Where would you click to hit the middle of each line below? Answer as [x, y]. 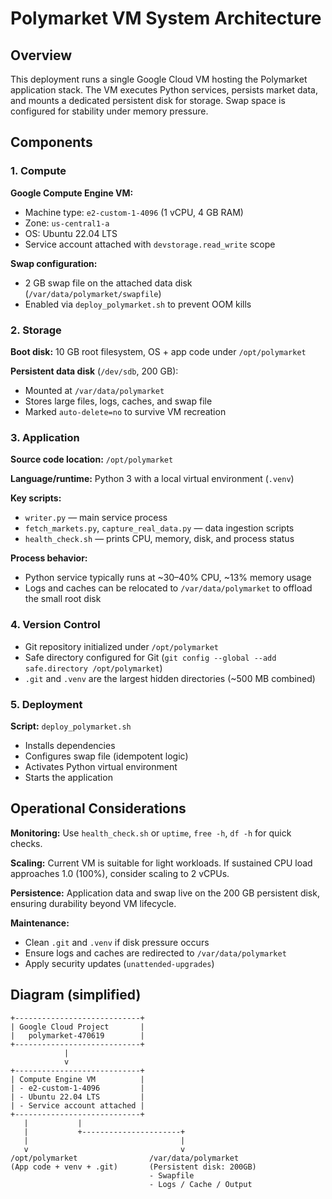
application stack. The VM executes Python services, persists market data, [164, 90]
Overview [41, 55]
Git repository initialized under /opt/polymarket [121, 646]
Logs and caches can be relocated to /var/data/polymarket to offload [168, 588]
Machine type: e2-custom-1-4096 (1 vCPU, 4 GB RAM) [134, 212]
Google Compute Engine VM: [72, 193]
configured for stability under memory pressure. [109, 111]
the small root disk [63, 599]
